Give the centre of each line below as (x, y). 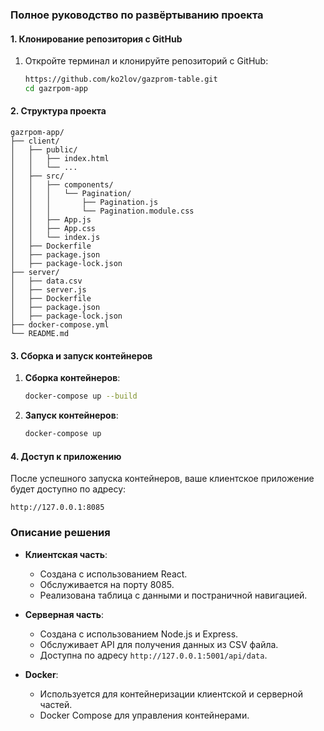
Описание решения (60, 533)
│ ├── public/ (44, 150)
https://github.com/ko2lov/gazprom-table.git (121, 79)
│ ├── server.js (48, 290)
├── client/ (35, 141)
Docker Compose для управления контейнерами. (144, 715)
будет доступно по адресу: (68, 489)
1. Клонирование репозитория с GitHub (96, 39)
